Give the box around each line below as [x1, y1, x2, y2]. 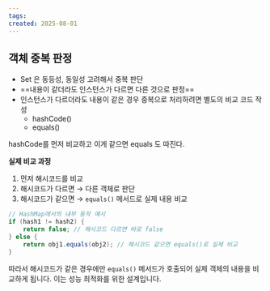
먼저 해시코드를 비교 [19, 173, 83, 183]
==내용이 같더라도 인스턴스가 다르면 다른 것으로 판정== [19, 84, 195, 94]
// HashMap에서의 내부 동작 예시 [8, 210, 106, 219]
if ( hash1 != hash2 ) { [8, 218, 85, 226]
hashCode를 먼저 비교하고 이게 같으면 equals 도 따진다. [8, 139, 185, 149]
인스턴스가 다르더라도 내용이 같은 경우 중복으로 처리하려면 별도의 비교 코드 [19, 95, 254, 105]
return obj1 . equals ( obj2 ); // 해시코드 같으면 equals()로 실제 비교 [23, 240, 238, 248]
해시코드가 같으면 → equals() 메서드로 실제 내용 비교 [19, 194, 188, 203]
